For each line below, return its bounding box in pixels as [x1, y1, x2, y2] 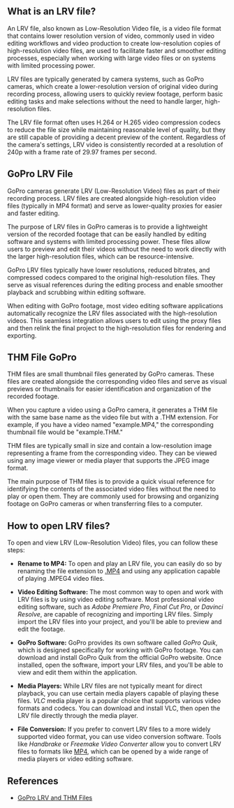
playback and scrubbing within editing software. [7, 288, 146, 296]
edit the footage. [17, 625, 66, 633]
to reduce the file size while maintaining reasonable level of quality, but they [7, 125, 226, 134]
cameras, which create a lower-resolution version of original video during [7, 82, 219, 90]
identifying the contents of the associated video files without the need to [7, 485, 217, 493]
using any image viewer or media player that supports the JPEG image [7, 456, 210, 465]
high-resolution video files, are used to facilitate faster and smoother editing [7, 46, 226, 55]
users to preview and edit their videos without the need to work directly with [7, 245, 227, 253]
